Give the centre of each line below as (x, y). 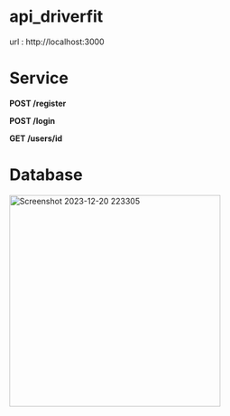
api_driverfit (56, 17)
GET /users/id (36, 138)
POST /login (32, 120)
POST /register (38, 103)
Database (46, 175)
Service (39, 78)
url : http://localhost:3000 (57, 42)
